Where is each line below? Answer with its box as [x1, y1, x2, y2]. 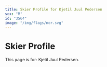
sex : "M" [5, 11, 23, 16]
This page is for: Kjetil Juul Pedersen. [5, 57, 80, 63]
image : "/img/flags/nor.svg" [5, 20, 64, 25]
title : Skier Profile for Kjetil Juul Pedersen [5, 7, 103, 12]
